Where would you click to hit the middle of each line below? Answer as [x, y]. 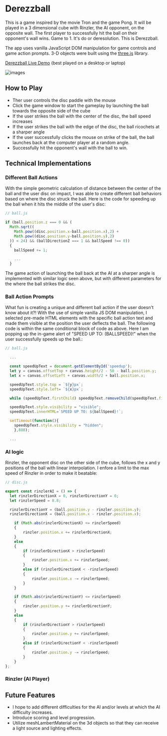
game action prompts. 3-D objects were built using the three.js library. [77, 53]
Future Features [30, 695]
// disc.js [16, 482]
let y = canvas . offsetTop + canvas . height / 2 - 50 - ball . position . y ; [83, 371]
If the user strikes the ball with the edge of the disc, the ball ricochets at [86, 126]
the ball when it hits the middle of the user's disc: [55, 204]
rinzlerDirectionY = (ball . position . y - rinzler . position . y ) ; [75, 510]
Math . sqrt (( [22, 227]
